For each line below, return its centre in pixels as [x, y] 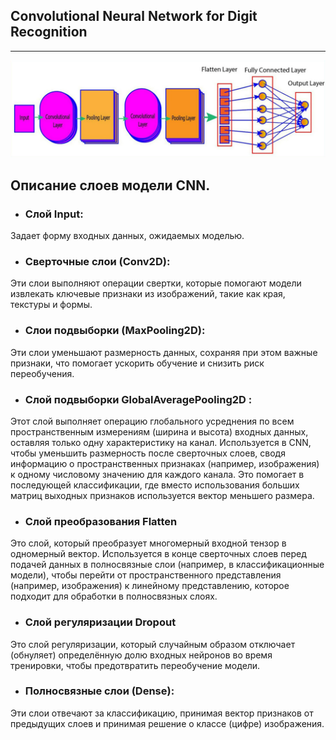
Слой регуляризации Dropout [100, 622]
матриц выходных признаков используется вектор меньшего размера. [162, 495]
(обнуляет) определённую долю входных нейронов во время [141, 655]
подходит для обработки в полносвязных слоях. [114, 596]
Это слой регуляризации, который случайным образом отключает [153, 644]
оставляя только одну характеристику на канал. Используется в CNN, [161, 442]
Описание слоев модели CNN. [110, 185]
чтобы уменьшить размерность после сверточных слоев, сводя [148, 453]
